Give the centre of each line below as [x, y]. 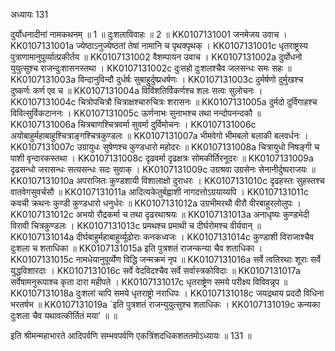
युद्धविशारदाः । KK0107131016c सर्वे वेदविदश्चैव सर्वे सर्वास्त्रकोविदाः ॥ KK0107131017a [155, 270]
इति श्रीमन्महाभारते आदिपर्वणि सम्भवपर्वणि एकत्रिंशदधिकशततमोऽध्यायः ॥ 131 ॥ [131, 335]
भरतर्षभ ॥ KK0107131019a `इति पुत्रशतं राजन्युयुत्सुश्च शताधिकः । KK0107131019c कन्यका [165, 304]
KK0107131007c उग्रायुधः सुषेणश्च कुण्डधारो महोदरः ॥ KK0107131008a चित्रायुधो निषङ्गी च [165, 147]
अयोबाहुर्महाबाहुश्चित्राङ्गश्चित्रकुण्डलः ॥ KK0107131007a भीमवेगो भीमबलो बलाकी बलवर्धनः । [159, 135]
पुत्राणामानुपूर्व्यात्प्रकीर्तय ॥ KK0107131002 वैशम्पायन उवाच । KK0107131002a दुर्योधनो [156, 57]
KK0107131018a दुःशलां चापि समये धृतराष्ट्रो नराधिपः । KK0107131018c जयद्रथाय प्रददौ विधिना [167, 293]
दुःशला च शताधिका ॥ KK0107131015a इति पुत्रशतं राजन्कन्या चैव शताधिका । [136, 248]
